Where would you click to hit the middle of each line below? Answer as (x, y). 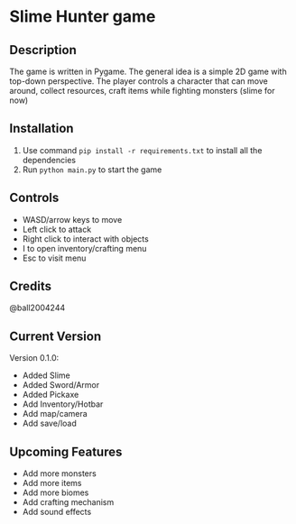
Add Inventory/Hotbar (63, 404)
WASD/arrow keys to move (72, 219)
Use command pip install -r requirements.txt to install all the (142, 150)
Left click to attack (57, 229)
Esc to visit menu (54, 258)
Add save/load (49, 423)
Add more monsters (59, 473)
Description (43, 50)
